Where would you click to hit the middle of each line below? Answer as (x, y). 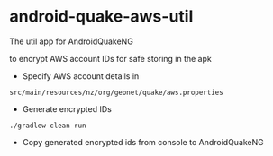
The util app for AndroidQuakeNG (71, 41)
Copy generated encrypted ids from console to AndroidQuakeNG (143, 142)
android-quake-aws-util (101, 17)
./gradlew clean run (48, 126)
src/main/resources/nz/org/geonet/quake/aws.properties (116, 92)
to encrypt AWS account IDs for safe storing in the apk (110, 58)
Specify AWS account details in (81, 76)
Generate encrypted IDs (67, 108)
